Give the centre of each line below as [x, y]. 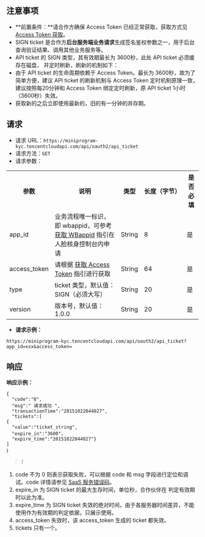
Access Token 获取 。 [42, 34]
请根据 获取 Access [82, 265]
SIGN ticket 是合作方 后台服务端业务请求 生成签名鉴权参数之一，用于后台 [105, 42]
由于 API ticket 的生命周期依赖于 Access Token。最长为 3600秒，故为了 [105, 73]
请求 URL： [29, 140]
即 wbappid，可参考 [83, 225]
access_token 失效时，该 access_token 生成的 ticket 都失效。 [92, 521]
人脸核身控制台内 [79, 244]
